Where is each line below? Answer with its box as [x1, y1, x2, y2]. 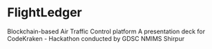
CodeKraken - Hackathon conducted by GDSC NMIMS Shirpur [7, 34, 185, 42]
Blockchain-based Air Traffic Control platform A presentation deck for [7, 27, 206, 35]
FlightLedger [7, 5, 82, 20]
